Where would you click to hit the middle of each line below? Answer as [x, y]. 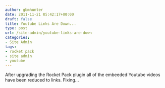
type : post [16, 28]
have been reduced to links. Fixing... [42, 80]
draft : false [19, 19]
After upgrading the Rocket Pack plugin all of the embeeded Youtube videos [83, 75]
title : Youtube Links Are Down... [41, 24]
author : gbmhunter [24, 10]
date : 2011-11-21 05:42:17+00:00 [40, 14]
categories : [17, 38]
